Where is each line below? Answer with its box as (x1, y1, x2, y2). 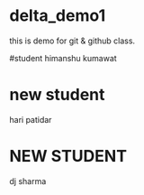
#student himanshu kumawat (9, 52, 117, 63)
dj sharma (9, 175, 47, 186)
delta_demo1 (9, 5, 106, 26)
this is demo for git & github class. (9, 35, 136, 46)
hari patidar (9, 114, 52, 125)
